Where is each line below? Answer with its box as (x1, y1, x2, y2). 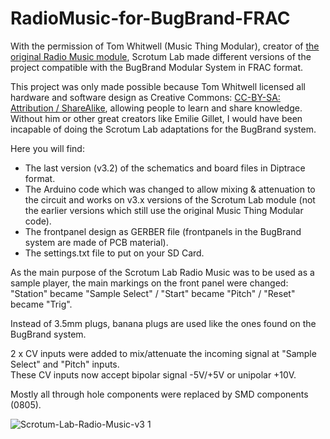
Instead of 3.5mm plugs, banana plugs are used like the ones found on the (10, 317, 317, 329)
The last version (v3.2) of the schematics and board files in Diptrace (24, 162, 306, 174)
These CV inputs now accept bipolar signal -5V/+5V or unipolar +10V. (10, 368, 297, 381)
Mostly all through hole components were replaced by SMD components (10, 388, 309, 400)
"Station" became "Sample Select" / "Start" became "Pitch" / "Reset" (10, 287, 296, 299)
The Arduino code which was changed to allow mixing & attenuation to (24, 183, 316, 195)
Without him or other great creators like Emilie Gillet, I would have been (10, 112, 303, 124)
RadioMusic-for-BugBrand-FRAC (10, 7, 291, 30)
